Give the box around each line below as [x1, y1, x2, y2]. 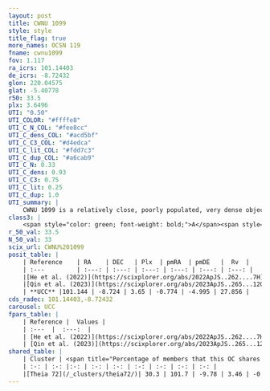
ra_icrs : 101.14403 [8, 64, 74, 72]
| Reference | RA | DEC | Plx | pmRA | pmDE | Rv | [22, 258, 250, 266]
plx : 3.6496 [8, 101, 48, 109]
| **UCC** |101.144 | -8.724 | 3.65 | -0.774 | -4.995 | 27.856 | [22, 288, 250, 296]
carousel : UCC [8, 303, 56, 311]
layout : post [8, 11, 52, 20]
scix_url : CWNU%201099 [8, 243, 84, 251]
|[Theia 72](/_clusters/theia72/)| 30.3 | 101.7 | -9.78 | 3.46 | [22, 370, 250, 378]
